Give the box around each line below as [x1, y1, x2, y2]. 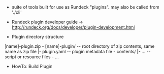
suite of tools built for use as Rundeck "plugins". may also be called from [11, 4, 160, 10]
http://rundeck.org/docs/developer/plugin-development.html [11, 24, 135, 30]
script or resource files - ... [4, 54, 59, 60]
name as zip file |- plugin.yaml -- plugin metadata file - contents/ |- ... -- [4, 49, 151, 54]
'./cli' [11, 9, 22, 15]
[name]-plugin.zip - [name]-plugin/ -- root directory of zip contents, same [4, 43, 155, 49]
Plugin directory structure [11, 34, 64, 39]
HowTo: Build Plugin [11, 64, 53, 69]
